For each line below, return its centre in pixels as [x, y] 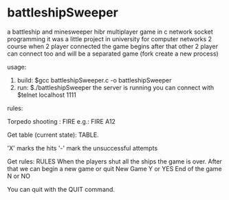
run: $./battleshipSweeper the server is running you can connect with [116, 87]
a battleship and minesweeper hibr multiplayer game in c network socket [110, 32]
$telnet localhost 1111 [47, 95]
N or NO [19, 176]
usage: [17, 67]
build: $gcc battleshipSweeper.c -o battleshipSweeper [94, 80]
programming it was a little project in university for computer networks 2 [109, 38]
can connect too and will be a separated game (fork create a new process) [113, 54]
